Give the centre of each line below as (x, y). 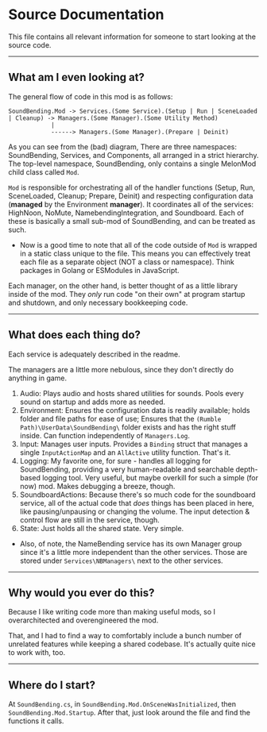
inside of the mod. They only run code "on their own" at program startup (127, 294)
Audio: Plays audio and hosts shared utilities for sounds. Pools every (132, 393)
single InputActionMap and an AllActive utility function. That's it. (125, 452)
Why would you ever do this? (81, 593)
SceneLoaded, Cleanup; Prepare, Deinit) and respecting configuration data (131, 195)
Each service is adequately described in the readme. (94, 354)
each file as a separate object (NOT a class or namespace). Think (127, 262)
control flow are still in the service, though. (90, 520)
